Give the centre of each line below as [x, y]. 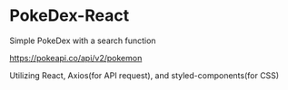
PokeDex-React [70, 16]
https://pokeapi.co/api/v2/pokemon [76, 58]
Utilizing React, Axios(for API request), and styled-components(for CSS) [144, 75]
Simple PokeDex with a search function [83, 40]
